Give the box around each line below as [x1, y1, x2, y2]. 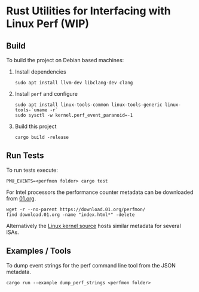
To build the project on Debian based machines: [6, 57, 124, 63]
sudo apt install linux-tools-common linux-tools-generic [14, 102, 163, 108]
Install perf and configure [14, 90, 78, 97]
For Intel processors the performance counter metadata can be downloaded [6, 188, 194, 196]
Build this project [14, 123, 57, 130]
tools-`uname [14, 107, 48, 113]
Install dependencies [14, 68, 67, 75]
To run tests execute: [6, 166, 59, 174]
